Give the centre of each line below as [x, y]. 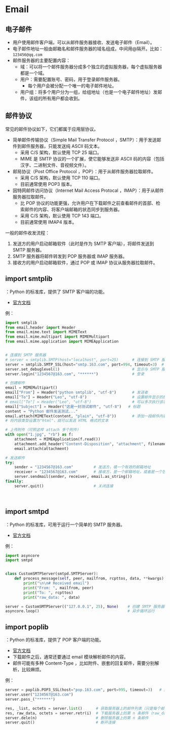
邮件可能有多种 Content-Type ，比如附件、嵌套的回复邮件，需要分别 [83, 663]
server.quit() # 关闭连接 [64, 486]
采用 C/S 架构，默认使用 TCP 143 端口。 [62, 216]
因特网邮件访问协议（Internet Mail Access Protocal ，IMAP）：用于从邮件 [88, 190]
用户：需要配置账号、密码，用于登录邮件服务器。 [71, 79]
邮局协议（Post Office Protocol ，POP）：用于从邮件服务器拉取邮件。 [84, 171]
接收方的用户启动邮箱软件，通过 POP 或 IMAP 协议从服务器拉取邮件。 [85, 262]
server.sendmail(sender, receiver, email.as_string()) [73, 477]
